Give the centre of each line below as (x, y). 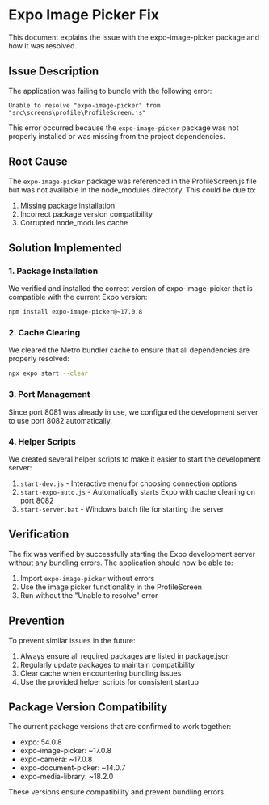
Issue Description (54, 72)
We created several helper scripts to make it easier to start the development (134, 459)
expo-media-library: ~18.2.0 (67, 777)
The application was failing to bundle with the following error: (110, 91)
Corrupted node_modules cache (74, 222)
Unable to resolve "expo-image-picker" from (84, 105)
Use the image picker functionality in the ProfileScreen (111, 587)
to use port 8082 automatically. (61, 420)
